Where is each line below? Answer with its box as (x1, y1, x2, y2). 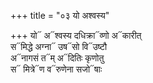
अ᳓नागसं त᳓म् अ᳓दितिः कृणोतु (10, 52, 105, 64)
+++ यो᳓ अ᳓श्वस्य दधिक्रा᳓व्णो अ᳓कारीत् (10, 30, 142, 41)
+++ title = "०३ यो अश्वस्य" (10, 10, 110, 21)
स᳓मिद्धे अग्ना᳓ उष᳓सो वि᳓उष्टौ (10, 41, 108, 52)
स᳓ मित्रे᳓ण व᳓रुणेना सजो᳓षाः (10, 63, 103, 75)
